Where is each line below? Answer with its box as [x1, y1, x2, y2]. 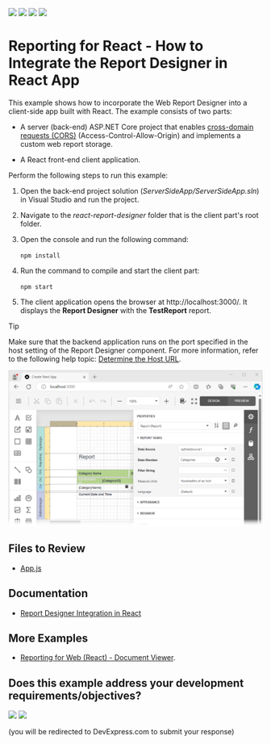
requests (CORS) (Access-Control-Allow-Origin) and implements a [19, 130, 241, 140]
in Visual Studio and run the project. [19, 194, 140, 204]
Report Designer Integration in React [19, 608, 142, 617]
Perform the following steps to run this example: [8, 170, 168, 180]
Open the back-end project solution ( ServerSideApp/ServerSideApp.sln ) [19, 186, 260, 195]
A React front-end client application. [19, 154, 141, 165]
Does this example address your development [8, 676, 244, 690]
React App [8, 71, 80, 90]
